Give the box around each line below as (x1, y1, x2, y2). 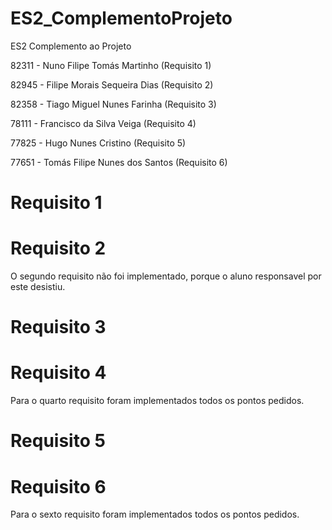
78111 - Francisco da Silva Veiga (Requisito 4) (10, 117, 197, 129)
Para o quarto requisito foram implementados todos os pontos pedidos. (10, 395, 305, 407)
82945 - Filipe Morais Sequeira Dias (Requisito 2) (10, 78, 214, 91)
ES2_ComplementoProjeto (10, 7, 233, 30)
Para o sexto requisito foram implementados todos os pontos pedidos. (10, 508, 300, 521)
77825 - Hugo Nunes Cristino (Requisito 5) (10, 137, 187, 149)
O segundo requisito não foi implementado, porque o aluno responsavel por (10, 270, 322, 282)
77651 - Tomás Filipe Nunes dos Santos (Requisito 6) (10, 156, 228, 168)
